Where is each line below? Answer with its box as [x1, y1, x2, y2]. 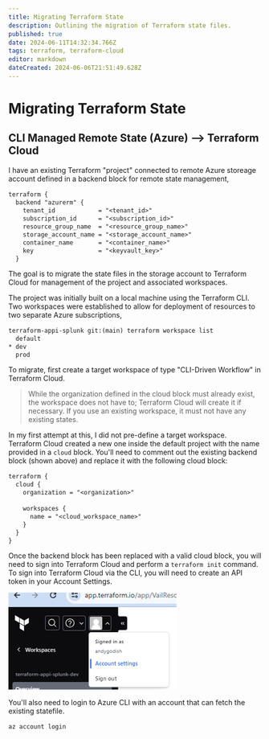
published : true [8, 30, 63, 38]
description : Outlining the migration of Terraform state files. [8, 21, 231, 30]
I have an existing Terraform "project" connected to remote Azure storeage [8, 165, 257, 174]
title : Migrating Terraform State [8, 13, 124, 21]
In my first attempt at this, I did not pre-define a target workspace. [8, 430, 227, 440]
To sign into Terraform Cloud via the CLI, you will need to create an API [8, 568, 243, 577]
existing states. [27, 414, 79, 424]
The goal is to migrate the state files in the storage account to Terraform [8, 269, 247, 278]
